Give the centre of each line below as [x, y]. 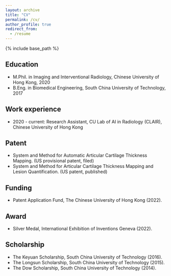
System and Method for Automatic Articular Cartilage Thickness [80, 155]
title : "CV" [18, 15]
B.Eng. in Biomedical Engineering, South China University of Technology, [89, 88]
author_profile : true [28, 24]
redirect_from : [21, 29]
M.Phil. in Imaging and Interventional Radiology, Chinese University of [86, 77]
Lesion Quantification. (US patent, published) [60, 172]
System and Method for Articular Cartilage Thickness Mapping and [83, 166]
